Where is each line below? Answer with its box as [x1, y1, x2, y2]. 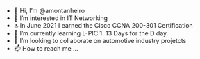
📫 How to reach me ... [13, 44, 78, 52]
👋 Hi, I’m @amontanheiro [13, 7, 85, 15]
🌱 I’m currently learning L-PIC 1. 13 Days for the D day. [13, 29, 169, 37]
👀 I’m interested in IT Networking [13, 14, 108, 22]
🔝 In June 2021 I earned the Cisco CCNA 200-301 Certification [13, 22, 193, 29]
